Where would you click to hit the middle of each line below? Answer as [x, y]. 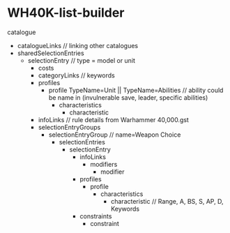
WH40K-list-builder [66, 13]
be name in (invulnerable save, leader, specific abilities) [128, 97]
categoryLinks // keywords [76, 75]
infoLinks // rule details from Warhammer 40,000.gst [114, 119]
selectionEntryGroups [69, 127]
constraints [96, 216]
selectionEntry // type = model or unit [82, 60]
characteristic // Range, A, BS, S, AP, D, [167, 201]
